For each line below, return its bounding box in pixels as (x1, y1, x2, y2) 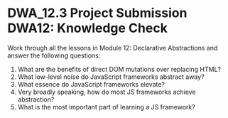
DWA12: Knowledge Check (7, 20, 168, 36)
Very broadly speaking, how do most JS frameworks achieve (17, 87, 197, 96)
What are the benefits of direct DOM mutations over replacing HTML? (17, 65, 222, 73)
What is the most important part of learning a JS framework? (17, 102, 195, 111)
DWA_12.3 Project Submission (7, 5, 188, 21)
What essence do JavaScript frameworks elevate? (17, 80, 165, 88)
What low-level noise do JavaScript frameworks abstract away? (17, 73, 205, 81)
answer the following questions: (7, 51, 101, 60)
